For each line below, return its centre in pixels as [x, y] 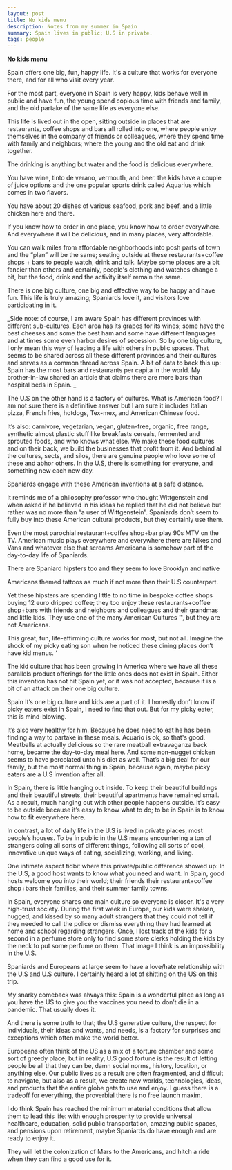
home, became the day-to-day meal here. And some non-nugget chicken [111, 752]
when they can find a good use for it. [60, 1159]
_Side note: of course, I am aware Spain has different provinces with [104, 319]
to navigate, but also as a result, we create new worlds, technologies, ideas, [115, 1081]
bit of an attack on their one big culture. [64, 689]
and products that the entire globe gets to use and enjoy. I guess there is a [113, 1088]
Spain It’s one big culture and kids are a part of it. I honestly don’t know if [111, 702]
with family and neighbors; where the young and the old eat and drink [106, 143]
